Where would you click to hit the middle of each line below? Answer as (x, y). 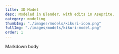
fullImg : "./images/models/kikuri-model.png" (53, 28)
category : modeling (25, 19)
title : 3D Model (22, 10)
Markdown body (22, 46)
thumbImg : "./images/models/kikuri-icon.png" (53, 23)
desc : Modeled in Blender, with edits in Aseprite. (60, 14)
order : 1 (14, 32)
